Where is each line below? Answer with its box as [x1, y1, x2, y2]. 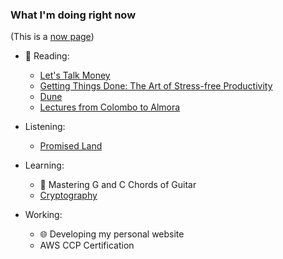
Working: [24, 209, 63, 221]
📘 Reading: [24, 50, 70, 62]
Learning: [24, 159, 65, 172]
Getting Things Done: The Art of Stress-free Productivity [39, 80, 273, 92]
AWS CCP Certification [39, 239, 135, 252]
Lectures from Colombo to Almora [39, 101, 181, 113]
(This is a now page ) [10, 31, 95, 43]
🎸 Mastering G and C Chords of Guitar [39, 179, 197, 191]
